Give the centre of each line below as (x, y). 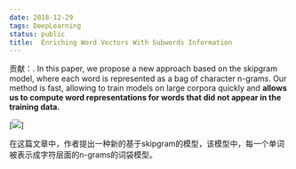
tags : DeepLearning (45, 26)
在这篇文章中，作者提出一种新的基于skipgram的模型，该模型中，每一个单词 (147, 144)
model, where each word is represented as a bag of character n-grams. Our (148, 79)
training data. (35, 107)
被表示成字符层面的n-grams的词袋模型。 (84, 155)
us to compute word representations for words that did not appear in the (145, 98)
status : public (37, 34)
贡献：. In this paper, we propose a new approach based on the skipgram (144, 68)
